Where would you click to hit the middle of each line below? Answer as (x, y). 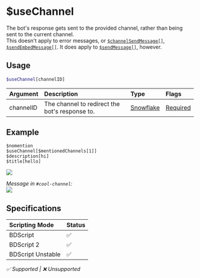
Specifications (34, 208)
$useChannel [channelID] (36, 79)
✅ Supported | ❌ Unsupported (43, 269)
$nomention (20, 146)
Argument (24, 94)
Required (178, 108)
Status (76, 225)
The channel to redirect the (82, 104)
